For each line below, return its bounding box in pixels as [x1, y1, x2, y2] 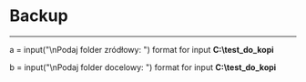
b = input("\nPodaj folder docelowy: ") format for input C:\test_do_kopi [9, 61, 277, 73]
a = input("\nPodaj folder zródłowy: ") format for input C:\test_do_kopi [9, 44, 274, 55]
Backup [9, 5, 68, 26]
